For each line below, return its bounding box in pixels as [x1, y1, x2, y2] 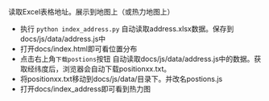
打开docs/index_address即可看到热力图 [19, 84, 151, 94]
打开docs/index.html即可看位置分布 [19, 44, 138, 54]
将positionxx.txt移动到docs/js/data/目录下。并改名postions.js [19, 75, 223, 83]
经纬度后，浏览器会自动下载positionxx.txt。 [27, 64, 172, 74]
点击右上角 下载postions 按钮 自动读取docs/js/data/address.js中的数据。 [19, 55, 255, 63]
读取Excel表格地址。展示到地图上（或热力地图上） [8, 7, 175, 16]
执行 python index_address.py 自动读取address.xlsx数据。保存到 [19, 24, 234, 34]
